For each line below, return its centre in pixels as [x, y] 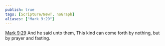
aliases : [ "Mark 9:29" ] [30, 19]
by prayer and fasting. [28, 38]
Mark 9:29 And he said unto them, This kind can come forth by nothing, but [82, 33]
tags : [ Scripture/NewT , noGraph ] [40, 14]
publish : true [20, 10]
